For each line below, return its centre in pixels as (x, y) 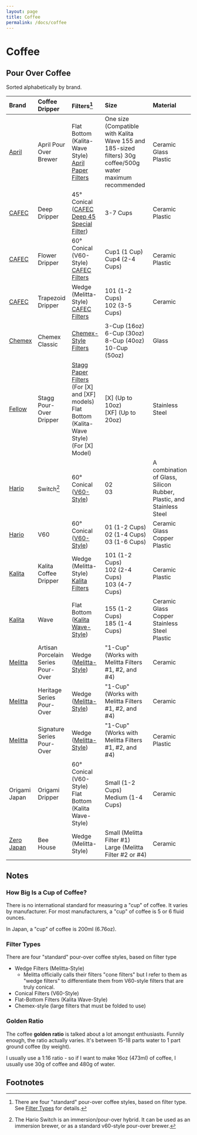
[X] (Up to (119, 398)
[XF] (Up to (120, 413)
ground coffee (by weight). (38, 1046)
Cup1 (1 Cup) (124, 252)
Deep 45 (84, 217)
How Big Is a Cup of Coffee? (46, 892)
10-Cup (116, 348)
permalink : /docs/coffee (36, 22)
